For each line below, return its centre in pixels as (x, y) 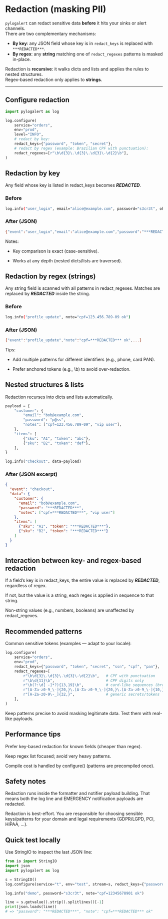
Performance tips (33, 734)
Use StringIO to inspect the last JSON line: (49, 852)
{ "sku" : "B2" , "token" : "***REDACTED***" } (63, 531)
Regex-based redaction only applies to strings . (54, 79)
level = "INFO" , (29, 134)
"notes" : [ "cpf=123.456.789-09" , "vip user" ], (72, 425)
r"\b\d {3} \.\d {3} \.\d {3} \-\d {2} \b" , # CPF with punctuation (89, 676)
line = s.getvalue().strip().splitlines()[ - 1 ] (54, 902)
